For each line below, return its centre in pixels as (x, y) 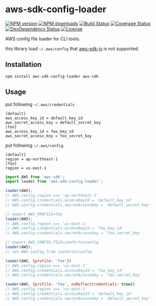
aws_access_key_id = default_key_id (44, 118)
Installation (23, 65)
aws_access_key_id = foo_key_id (39, 131)
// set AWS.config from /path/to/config (49, 252)
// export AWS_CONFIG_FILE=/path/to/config (52, 242)
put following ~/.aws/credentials (40, 104)
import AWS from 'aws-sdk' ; (35, 177)
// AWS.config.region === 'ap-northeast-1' (52, 196)
